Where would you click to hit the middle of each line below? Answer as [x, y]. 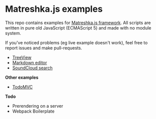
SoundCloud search [32, 68]
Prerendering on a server [38, 106]
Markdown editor [30, 62]
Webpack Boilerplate [33, 111]
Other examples [22, 77]
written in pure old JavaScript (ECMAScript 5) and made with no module [78, 28]
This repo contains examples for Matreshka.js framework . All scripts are [78, 23]
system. [13, 33]
